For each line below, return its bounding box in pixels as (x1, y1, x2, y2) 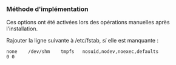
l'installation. (6, 25, 38, 32)
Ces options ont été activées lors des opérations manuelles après (6, 19, 170, 26)
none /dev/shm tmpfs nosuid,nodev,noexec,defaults (6, 49, 159, 55)
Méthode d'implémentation (6, 5, 89, 13)
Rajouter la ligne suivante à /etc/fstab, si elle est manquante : (6, 37, 159, 44)
